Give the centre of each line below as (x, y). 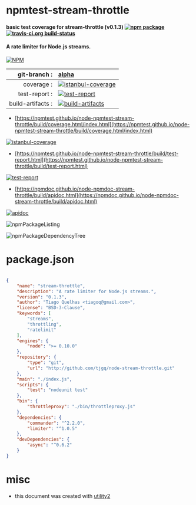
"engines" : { (33, 341)
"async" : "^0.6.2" (50, 445)
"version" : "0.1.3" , (42, 297)
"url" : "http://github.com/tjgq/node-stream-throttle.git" (101, 368)
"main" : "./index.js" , (44, 379)
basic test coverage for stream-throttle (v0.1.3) (65, 27)
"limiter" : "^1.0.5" (52, 428)
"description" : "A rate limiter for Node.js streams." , (87, 291)
